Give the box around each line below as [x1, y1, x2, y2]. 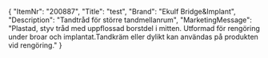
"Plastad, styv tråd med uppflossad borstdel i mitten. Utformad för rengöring [8, 24, 260, 33]
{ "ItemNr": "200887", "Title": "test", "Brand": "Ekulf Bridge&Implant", [8, 7, 236, 16]
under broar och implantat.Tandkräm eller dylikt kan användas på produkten [8, 32, 258, 41]
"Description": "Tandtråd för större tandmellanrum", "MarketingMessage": [8, 15, 252, 25]
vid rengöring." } [8, 41, 62, 50]
